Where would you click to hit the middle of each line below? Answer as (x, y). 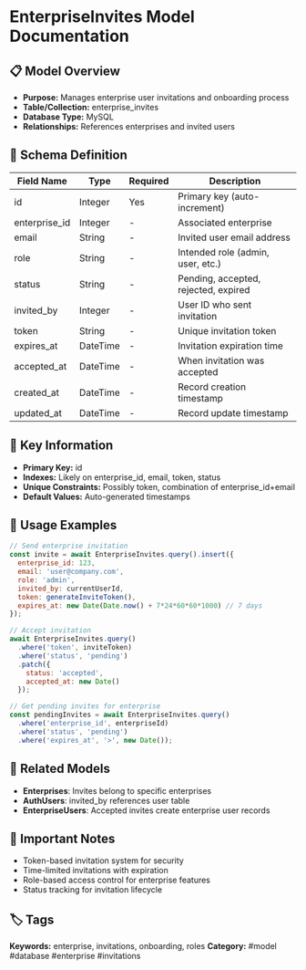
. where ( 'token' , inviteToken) (75, 648)
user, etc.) (199, 264)
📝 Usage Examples (63, 525)
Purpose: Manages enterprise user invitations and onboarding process (156, 97)
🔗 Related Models (60, 769)
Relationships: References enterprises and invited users (128, 126)
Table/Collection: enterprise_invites (91, 107)
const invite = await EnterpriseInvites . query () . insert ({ (122, 555)
